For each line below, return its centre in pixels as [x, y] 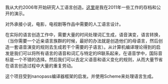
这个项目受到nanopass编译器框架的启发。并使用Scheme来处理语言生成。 [80, 76]
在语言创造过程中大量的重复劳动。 [40, 66]
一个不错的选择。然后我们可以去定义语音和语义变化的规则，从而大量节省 [88, 59]
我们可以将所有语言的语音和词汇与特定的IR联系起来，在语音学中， [81, 53]
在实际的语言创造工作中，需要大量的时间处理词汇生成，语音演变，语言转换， [84, 35]
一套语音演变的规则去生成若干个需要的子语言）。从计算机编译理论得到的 [83, 47]
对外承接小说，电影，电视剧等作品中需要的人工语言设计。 [64, 24]
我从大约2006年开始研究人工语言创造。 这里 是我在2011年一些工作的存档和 [81, 7]
